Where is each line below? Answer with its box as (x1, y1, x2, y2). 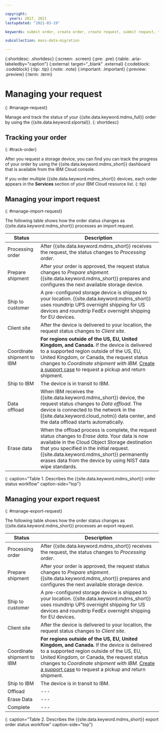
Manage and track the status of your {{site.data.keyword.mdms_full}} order (5, 114, 156, 120)
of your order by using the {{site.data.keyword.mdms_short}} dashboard (5, 161, 150, 167)
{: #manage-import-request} (5, 208, 62, 214)
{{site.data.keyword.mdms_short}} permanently (40, 451, 149, 457)
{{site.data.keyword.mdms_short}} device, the (40, 394, 145, 401)
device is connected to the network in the (40, 406, 136, 413)
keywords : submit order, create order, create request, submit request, (5, 29, 156, 34)
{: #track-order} (5, 146, 37, 152)
